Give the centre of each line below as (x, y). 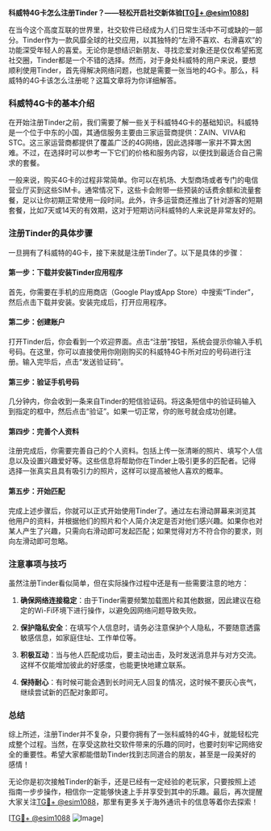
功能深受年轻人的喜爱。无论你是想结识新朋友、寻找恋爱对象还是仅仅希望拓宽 (135, 50)
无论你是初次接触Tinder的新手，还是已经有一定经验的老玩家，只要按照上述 (132, 782)
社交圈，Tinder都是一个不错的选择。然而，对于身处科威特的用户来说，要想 (132, 60)
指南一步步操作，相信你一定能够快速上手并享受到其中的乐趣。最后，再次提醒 (135, 792)
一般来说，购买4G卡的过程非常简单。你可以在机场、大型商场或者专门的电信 (133, 180)
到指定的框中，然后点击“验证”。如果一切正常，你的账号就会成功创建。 (125, 411)
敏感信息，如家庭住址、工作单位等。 (80, 637)
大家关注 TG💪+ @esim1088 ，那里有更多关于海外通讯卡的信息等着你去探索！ (133, 802)
